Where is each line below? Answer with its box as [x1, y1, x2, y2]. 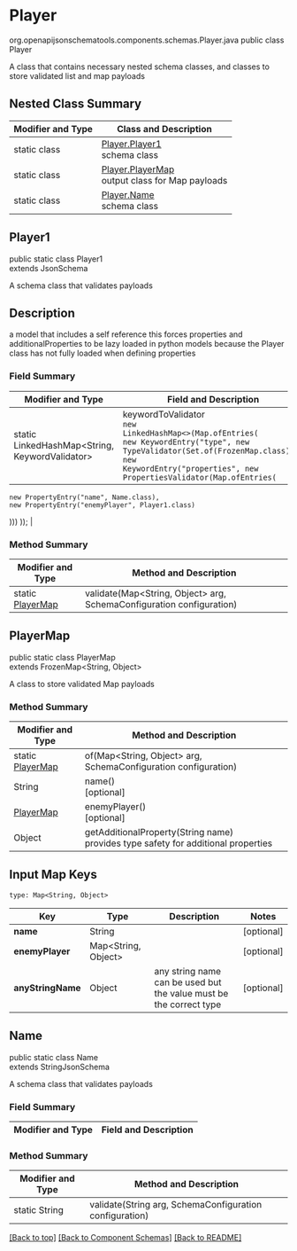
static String [13, 1204, 65, 1216]
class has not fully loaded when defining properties [9, 348, 196, 359]
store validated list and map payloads [9, 70, 146, 81]
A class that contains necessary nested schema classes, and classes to [9, 61, 270, 72]
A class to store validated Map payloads [9, 678, 155, 689]
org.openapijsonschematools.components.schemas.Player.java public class [9, 35, 285, 45]
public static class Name [9, 1052, 99, 1062]
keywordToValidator [122, 408, 206, 420]
